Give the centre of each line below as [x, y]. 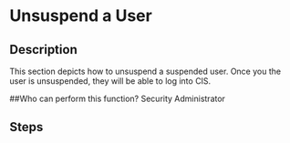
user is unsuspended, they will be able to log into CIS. [110, 81]
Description [43, 50]
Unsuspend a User [81, 16]
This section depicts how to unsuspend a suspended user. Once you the [145, 71]
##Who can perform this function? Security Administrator [118, 98]
